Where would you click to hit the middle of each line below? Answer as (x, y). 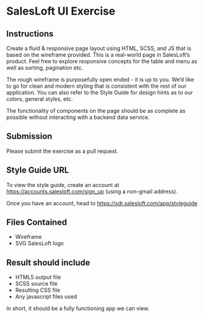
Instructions (30, 34)
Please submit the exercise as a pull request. (62, 151)
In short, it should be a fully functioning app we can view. (78, 308)
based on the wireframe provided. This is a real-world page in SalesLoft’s (98, 55)
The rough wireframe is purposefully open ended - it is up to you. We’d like (100, 79)
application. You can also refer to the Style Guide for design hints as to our (100, 92)
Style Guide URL (38, 170)
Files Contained (37, 223)
